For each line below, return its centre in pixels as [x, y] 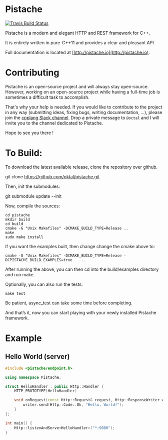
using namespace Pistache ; [33, 377]
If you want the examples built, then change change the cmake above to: [80, 246]
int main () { [19, 423]
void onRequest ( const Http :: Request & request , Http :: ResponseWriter [87, 400]
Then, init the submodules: [32, 186]
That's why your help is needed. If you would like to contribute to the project [84, 107]
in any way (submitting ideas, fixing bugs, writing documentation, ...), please [84, 112]
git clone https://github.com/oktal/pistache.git [52, 176]
